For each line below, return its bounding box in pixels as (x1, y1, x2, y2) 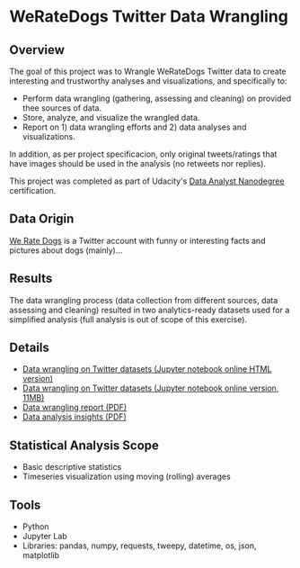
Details (9, 340, 49, 356)
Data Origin (9, 212, 75, 227)
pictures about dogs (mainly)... (9, 245, 123, 256)
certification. (9, 185, 57, 195)
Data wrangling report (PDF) (22, 402, 128, 413)
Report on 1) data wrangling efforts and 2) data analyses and (22, 122, 247, 132)
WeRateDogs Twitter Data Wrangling (9, 6, 289, 27)
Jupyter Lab (22, 531, 67, 542)
